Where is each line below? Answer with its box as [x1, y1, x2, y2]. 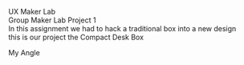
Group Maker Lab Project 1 [8, 15, 96, 25]
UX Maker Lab [8, 7, 56, 16]
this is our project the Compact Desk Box [8, 32, 144, 42]
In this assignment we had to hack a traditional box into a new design [8, 24, 237, 33]
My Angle [8, 48, 40, 57]
